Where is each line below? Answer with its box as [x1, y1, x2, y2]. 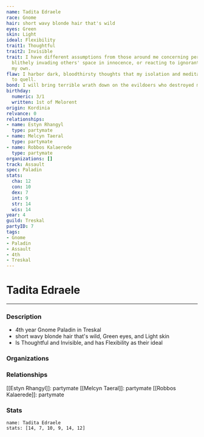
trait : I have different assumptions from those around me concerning [6, 54, 189, 60]
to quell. [12, 76, 36, 83]
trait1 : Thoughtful [6, 43, 56, 49]
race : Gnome [6, 15, 36, 21]
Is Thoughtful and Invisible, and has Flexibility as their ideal [15, 339, 163, 347]
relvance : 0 [6, 110, 36, 117]
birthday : [6, 88, 32, 94]
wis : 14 [12, 206, 32, 212]
